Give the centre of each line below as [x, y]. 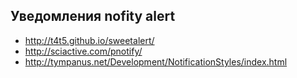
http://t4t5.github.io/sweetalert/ [89, 40]
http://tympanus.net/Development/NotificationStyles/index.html [156, 61]
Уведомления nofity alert [93, 16]
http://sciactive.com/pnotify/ [83, 51]
